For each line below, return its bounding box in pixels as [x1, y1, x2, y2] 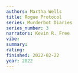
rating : [6, 47, 25, 53]
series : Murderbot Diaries [6, 19, 73, 25]
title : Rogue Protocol [6, 14, 62, 20]
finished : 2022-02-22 [6, 52, 60, 58]
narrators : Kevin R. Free [6, 31, 70, 36]
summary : [6, 42, 28, 48]
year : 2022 [6, 58, 33, 64]
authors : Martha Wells [6, 8, 62, 15]
